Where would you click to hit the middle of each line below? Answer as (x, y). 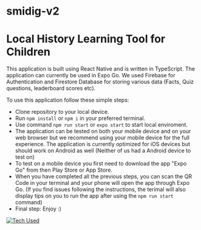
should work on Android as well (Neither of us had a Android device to (103, 151)
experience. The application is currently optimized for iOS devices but (102, 144)
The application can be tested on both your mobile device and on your (103, 131)
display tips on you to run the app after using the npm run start (94, 196)
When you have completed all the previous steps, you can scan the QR (104, 176)
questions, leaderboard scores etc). (51, 88)
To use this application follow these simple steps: (68, 100)
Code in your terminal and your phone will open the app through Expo (102, 183)
